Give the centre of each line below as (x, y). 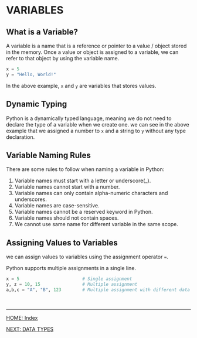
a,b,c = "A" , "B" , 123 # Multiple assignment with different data (98, 290)
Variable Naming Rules (48, 155)
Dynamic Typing (37, 104)
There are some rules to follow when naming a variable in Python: (85, 169)
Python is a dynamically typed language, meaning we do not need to (89, 118)
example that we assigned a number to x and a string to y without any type (96, 131)
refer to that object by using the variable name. (63, 58)
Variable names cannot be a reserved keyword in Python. (84, 212)
